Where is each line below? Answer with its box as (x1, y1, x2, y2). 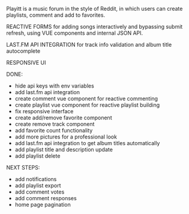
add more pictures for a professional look (14, 133, 117, 140)
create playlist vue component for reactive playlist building (14, 101, 160, 108)
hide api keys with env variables (14, 82, 94, 89)
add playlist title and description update (14, 146, 113, 153)
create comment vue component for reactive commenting (14, 95, 158, 102)
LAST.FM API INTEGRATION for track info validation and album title (6, 41, 172, 48)
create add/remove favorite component (14, 114, 112, 121)
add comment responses (14, 195, 77, 201)
